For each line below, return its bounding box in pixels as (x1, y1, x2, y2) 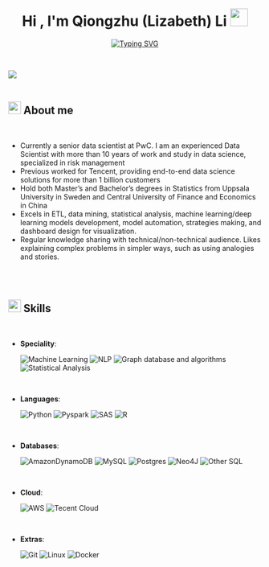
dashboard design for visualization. (19, 226, 137, 236)
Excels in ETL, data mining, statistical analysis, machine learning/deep (19, 209, 252, 219)
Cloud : (19, 487, 43, 497)
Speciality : (19, 339, 57, 348)
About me (22, 104, 74, 117)
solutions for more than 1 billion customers (19, 175, 161, 184)
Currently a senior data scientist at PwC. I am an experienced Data (19, 141, 241, 150)
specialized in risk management (19, 158, 125, 167)
